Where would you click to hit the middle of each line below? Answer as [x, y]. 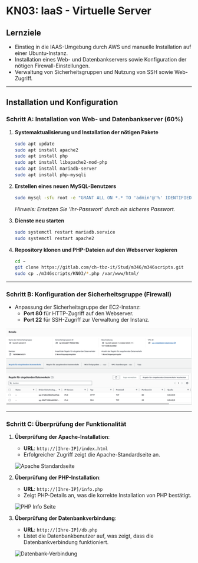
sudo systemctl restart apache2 [54, 238]
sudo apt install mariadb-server [56, 169]
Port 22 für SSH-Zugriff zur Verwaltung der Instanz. [87, 320]
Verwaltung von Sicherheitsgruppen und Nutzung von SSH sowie [94, 72]
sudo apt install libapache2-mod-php [61, 163]
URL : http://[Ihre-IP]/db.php [60, 529]
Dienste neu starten [39, 221]
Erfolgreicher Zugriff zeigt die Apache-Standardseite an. [92, 454]
